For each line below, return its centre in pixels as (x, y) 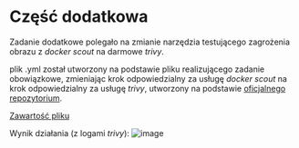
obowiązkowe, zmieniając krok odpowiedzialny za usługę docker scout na (148, 78)
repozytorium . (36, 98)
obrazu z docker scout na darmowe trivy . (87, 51)
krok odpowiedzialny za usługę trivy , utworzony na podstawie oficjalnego (148, 88)
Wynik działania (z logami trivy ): (70, 133)
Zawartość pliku (40, 115)
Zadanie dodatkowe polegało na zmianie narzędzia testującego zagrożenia (149, 42)
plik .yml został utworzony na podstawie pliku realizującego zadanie (137, 69)
